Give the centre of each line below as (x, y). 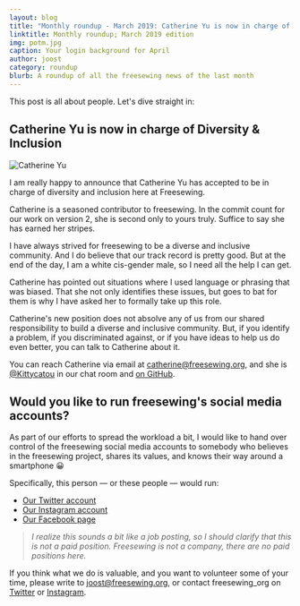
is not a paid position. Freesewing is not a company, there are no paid (160, 546)
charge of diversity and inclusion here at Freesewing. (107, 192)
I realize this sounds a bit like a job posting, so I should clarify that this (161, 537)
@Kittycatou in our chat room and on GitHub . (92, 373)
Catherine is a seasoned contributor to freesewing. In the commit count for (147, 209)
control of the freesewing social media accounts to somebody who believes (149, 447)
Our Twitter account (59, 500)
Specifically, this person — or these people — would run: (114, 483)
